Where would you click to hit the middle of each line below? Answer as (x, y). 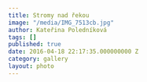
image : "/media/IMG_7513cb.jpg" (61, 23)
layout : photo (31, 66)
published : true (35, 45)
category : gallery (38, 59)
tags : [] (22, 37)
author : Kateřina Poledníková (58, 30)
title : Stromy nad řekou (49, 15)
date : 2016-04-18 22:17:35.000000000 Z (73, 52)
